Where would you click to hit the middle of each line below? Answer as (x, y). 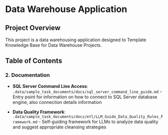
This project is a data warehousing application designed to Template (76, 40)
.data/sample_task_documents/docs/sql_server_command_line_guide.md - (87, 91)
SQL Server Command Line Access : (50, 86)
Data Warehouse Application (66, 9)
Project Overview (33, 28)
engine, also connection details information (57, 102)
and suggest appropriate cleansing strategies (59, 127)
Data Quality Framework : (39, 112)
